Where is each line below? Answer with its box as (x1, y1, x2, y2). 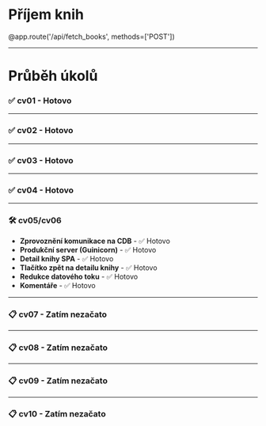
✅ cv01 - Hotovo (8, 95, 72, 106)
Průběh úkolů (8, 67, 98, 85)
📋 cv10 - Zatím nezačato (8, 409, 106, 420)
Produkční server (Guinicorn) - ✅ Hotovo (19, 245, 157, 254)
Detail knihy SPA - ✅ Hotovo (19, 253, 114, 263)
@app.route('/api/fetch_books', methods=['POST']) (8, 32, 176, 41)
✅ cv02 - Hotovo (8, 125, 74, 136)
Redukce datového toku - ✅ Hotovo (19, 272, 139, 281)
